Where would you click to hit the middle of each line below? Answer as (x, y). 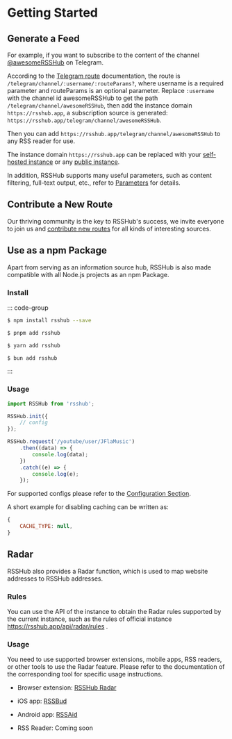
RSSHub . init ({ (28, 416)
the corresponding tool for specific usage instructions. (85, 674)
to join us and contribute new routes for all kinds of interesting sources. (109, 229)
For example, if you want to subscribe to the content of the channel (103, 55)
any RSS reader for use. (41, 141)
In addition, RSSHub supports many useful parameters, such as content (109, 175)
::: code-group (28, 308)
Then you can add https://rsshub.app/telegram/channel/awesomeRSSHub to (114, 134)
